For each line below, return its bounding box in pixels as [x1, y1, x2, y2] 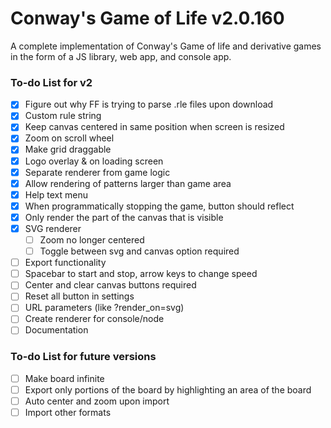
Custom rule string [24, 110, 102, 122]
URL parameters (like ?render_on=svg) [24, 302, 185, 314]
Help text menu [24, 188, 88, 201]
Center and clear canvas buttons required [24, 279, 197, 291]
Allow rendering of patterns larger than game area [24, 177, 232, 189]
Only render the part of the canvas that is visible [24, 211, 224, 223]
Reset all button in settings [24, 290, 135, 302]
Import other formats [24, 407, 112, 419]
